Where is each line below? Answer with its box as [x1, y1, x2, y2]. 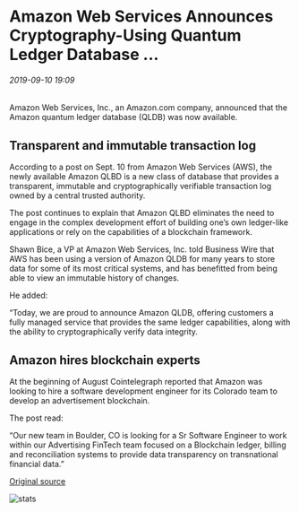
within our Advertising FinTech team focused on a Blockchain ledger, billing [9, 439, 286, 450]
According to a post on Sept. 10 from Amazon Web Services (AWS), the [9, 161, 273, 172]
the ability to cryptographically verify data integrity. [9, 326, 199, 337]
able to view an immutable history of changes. [9, 273, 180, 283]
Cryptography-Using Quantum [9, 25, 242, 46]
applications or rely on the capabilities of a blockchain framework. [9, 227, 253, 238]
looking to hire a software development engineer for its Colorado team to [9, 386, 278, 396]
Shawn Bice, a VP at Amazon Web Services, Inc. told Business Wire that [9, 244, 275, 255]
